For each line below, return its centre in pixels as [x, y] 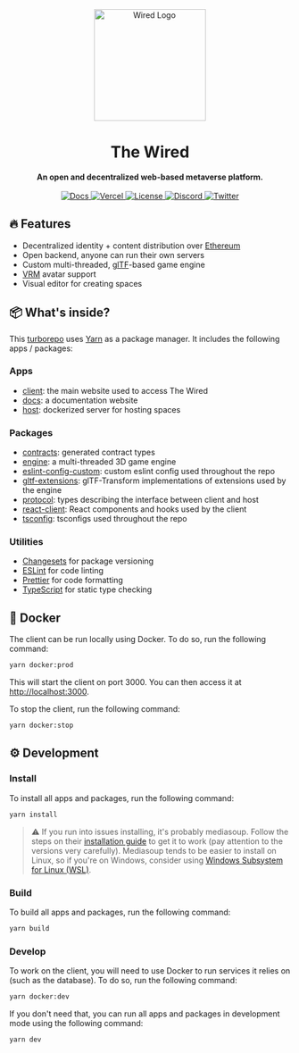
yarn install [33, 815]
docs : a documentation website [80, 400]
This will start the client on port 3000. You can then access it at [126, 682]
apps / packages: [41, 348]
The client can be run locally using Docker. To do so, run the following [137, 639]
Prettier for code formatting [72, 581]
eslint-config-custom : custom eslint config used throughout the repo [148, 472]
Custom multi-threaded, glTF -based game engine [113, 264]
